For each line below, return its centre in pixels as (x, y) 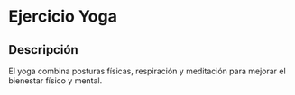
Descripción (43, 50)
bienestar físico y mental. (55, 81)
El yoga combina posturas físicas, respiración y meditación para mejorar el (147, 71)
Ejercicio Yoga (63, 17)
